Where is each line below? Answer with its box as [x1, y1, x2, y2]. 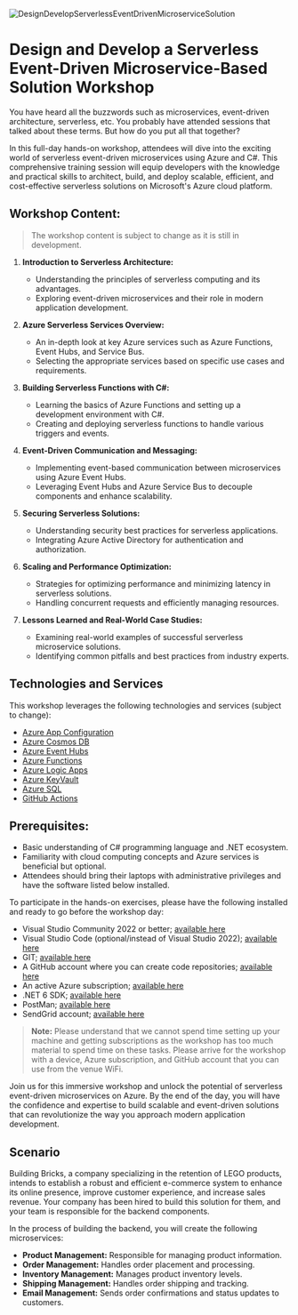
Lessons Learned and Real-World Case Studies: [21, 614, 203, 625]
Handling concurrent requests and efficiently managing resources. [35, 597, 279, 608]
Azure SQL [21, 783, 62, 794]
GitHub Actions [21, 792, 78, 804]
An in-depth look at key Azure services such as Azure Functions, [35, 336, 273, 347]
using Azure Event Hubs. [35, 471, 126, 482]
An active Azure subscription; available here [21, 981, 184, 991]
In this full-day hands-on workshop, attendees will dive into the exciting [9, 142, 271, 153]
